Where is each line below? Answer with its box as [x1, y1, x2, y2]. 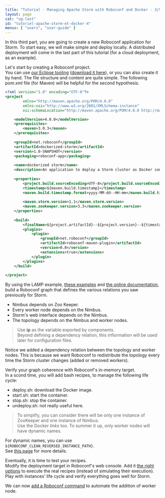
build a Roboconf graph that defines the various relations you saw [5, 287, 138, 293]
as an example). [5, 55, 37, 61]
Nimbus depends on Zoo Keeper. [12, 302, 80, 308]
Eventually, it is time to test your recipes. [5, 458, 87, 463]
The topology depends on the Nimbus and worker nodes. [12, 318, 129, 323]
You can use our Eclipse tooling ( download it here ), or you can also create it [5, 70, 158, 75]
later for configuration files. [17, 337, 73, 343]
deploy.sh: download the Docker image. [12, 387, 93, 393]
